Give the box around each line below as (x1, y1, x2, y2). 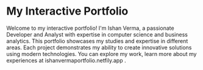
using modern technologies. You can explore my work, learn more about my (6, 50, 197, 57)
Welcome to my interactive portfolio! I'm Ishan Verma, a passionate (6, 24, 175, 32)
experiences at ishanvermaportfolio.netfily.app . (6, 57, 126, 64)
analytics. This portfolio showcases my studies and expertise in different (6, 37, 188, 44)
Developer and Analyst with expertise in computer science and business (6, 30, 188, 38)
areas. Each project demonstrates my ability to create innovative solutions (6, 44, 192, 51)
